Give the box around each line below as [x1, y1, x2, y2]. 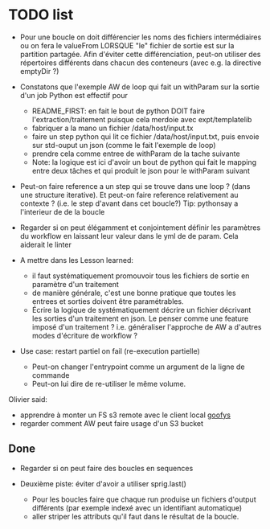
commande [31, 370, 70, 379]
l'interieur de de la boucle [19, 207, 105, 216]
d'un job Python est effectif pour [19, 90, 129, 100]
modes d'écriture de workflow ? [31, 330, 138, 340]
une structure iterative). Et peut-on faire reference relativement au [19, 190, 239, 199]
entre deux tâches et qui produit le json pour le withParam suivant [31, 166, 251, 175]
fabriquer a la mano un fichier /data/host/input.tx [31, 123, 194, 133]
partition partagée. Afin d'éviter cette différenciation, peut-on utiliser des [19, 49, 261, 59]
